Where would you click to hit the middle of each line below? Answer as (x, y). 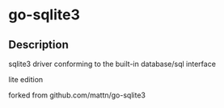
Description (38, 45)
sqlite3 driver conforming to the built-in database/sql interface (112, 64)
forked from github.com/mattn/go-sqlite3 (77, 95)
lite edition (26, 79)
